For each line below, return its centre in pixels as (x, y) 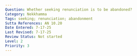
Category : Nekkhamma (26, 14)
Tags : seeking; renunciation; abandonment (49, 19)
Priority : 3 (17, 46)
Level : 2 (14, 41)
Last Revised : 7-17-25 (28, 32)
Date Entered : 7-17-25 (28, 28)
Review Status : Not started (34, 37)
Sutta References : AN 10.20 (34, 23)
